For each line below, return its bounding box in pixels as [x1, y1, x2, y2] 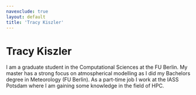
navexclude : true [6, 8, 49, 15]
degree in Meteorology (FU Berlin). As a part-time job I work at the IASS [6, 76, 179, 83]
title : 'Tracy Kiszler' [6, 19, 64, 25]
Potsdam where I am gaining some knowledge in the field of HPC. [6, 82, 164, 89]
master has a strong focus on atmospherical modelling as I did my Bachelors [6, 70, 191, 77]
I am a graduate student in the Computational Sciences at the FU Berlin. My [6, 64, 188, 71]
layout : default [6, 14, 46, 20]
